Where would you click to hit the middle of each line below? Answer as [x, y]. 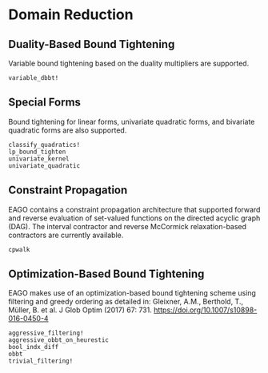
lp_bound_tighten [37, 152]
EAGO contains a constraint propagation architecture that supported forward [134, 209]
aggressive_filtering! [46, 333]
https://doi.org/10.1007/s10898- [205, 310]
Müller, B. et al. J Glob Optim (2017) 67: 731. [80, 310]
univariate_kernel [39, 159]
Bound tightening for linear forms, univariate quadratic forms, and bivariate [132, 121]
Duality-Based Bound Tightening [92, 44]
